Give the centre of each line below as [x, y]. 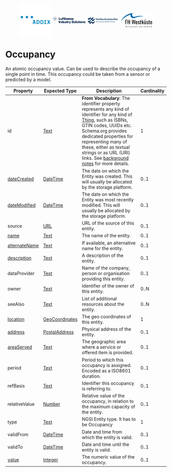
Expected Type [60, 91]
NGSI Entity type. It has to [109, 419]
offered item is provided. [107, 353]
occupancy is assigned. [107, 365]
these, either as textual [106, 147]
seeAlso [16, 304]
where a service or [101, 347]
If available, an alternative [109, 243]
